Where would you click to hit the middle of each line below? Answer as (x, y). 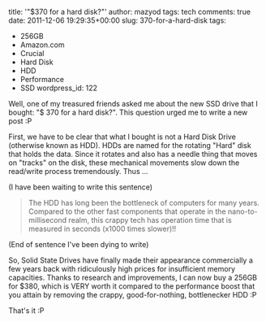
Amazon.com (42, 45)
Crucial (32, 53)
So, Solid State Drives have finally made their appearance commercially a (131, 260)
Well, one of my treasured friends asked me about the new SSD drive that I (133, 104)
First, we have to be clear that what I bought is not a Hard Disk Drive (122, 137)
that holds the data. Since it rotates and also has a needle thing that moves (133, 154)
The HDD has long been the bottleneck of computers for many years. (144, 203)
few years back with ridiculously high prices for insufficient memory (122, 269)
